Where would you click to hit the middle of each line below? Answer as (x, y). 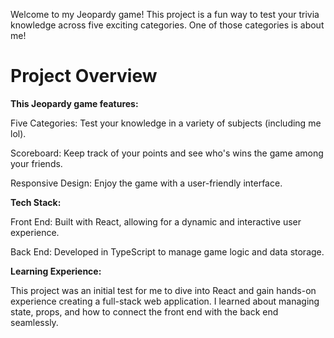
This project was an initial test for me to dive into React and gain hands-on (163, 290)
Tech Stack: (36, 202)
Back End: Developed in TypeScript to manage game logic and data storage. (167, 251)
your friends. (36, 163)
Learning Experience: (56, 271)
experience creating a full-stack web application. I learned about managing (165, 301)
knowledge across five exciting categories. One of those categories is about (167, 25)
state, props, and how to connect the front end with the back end (144, 311)
